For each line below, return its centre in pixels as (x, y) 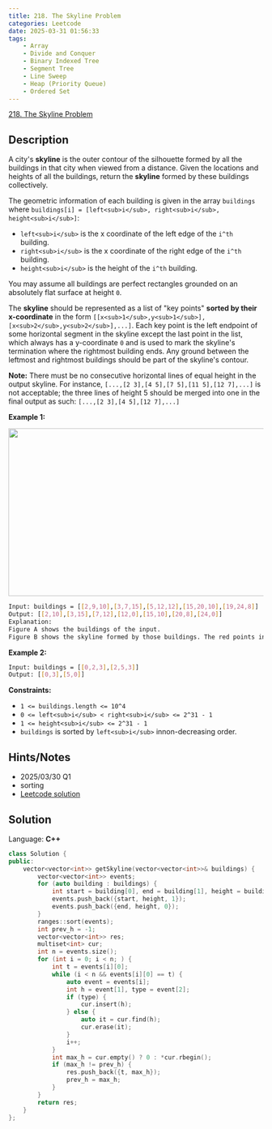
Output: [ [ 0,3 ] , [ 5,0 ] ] (47, 675)
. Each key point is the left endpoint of (195, 326)
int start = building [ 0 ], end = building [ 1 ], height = (146, 892)
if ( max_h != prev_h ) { (91, 1065)
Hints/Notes (40, 757)
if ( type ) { (86, 997)
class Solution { (38, 853)
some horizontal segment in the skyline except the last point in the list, (125, 334)
